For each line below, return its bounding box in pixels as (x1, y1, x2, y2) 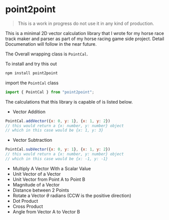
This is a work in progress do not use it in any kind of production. (17, 20, 154, 26)
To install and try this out (5, 60, 57, 67)
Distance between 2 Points (12, 187, 70, 193)
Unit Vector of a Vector (12, 171, 61, 177)
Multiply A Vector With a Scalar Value (12, 165, 91, 171)
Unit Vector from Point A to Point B (12, 176, 86, 182)
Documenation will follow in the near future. (5, 41, 97, 47)
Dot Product (12, 198, 38, 204)
